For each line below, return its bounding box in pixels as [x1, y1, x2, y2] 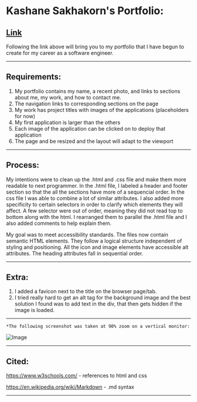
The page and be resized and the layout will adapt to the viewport [14, 137, 174, 145]
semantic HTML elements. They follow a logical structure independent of [6, 237, 182, 244]
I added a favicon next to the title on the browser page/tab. [14, 288, 157, 295]
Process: [6, 160, 39, 170]
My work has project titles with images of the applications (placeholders [14, 106, 189, 113]
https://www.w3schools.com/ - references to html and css [6, 372, 148, 379]
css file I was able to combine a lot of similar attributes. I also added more [6, 194, 184, 201]
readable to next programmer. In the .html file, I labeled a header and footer [6, 182, 188, 189]
